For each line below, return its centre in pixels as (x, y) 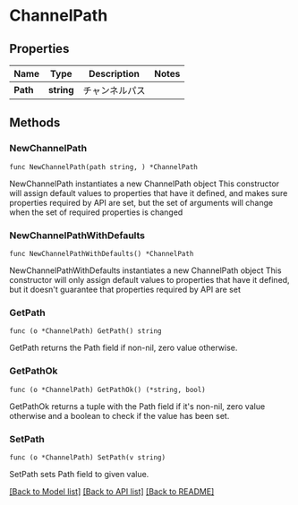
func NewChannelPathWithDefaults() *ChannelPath (102, 253)
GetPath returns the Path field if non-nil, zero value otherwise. (123, 348)
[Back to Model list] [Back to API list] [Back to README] (112, 491)
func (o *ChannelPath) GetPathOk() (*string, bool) (107, 389)
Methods (35, 123)
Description (114, 74)
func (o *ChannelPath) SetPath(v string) (88, 458)
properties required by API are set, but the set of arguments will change (141, 202)
